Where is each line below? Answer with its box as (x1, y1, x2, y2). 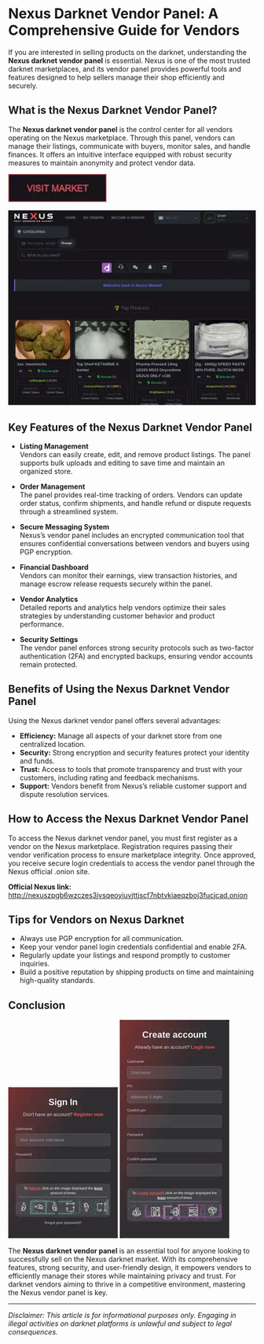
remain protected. (19, 659, 78, 669)
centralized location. (19, 739, 86, 748)
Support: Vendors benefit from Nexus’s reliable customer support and (19, 781, 247, 791)
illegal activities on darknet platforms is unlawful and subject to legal (8, 1319, 232, 1328)
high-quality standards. (19, 976, 96, 985)
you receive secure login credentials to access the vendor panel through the (8, 858, 255, 868)
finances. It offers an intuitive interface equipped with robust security (8, 150, 233, 159)
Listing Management (19, 441, 89, 451)
